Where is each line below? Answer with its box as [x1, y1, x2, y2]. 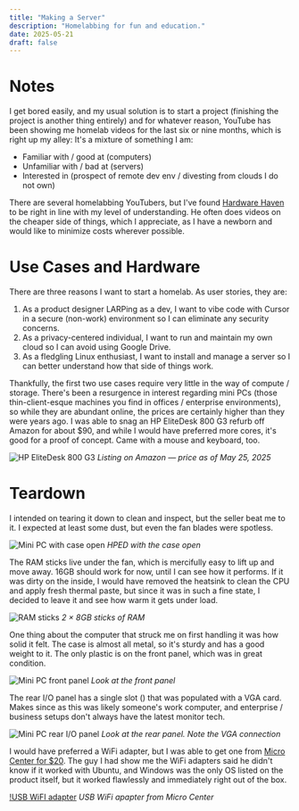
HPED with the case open [106, 540, 201, 550]
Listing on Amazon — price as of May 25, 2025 [96, 452, 271, 463]
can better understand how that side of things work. [21, 360, 214, 371]
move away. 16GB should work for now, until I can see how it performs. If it [9, 567, 284, 577]
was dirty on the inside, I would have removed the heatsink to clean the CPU [9, 576, 290, 587]
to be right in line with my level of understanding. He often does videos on [9, 207, 281, 218]
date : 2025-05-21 [9, 29, 74, 38]
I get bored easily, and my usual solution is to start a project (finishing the [9, 106, 279, 117]
